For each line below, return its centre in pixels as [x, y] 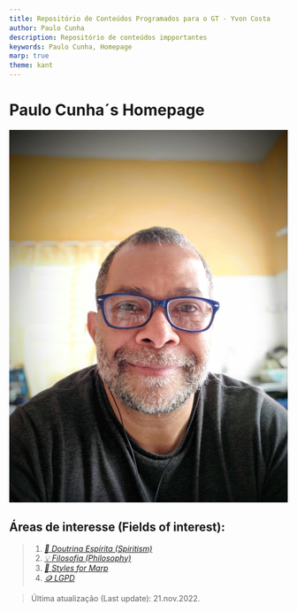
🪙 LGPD [59, 578]
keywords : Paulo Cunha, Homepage [71, 47]
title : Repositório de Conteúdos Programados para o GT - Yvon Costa [140, 19]
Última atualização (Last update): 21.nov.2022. [115, 598]
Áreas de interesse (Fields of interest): [117, 528]
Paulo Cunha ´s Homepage [107, 110]
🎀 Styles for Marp [76, 568]
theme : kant [31, 65]
